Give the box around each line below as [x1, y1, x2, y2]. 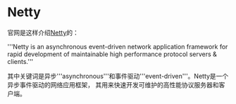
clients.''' [7, 57, 34, 65]
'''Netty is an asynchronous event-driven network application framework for [7, 42, 228, 51]
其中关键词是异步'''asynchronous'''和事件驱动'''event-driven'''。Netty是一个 [7, 72, 229, 80]
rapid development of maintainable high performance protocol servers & [7, 50, 217, 58]
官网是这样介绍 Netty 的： [7, 28, 80, 37]
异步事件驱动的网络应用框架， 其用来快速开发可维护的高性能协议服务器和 [7, 80, 219, 89]
